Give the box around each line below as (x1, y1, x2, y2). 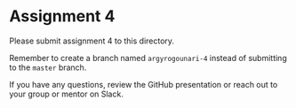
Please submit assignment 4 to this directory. (9, 35, 175, 46)
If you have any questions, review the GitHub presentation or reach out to (9, 79, 278, 89)
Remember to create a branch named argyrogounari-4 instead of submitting (9, 52, 287, 63)
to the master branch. (9, 62, 87, 73)
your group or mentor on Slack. (9, 89, 124, 99)
